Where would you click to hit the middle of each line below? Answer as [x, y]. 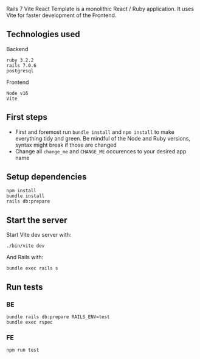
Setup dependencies [47, 177]
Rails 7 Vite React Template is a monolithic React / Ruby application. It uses [100, 9]
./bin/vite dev [26, 246]
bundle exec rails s [33, 268]
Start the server [37, 220]
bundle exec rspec [29, 322]
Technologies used [43, 34]
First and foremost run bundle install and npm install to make [95, 132]
